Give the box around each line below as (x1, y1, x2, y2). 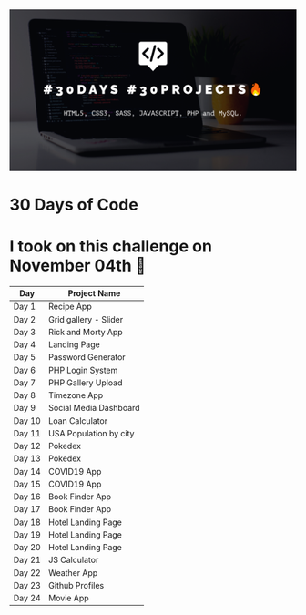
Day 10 (13, 415, 41, 426)
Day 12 (13, 441, 41, 452)
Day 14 (13, 466, 41, 477)
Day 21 (13, 555, 41, 566)
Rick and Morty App (48, 326, 123, 337)
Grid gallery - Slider (48, 313, 124, 324)
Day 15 (13, 478, 41, 489)
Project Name (67, 288, 121, 299)
